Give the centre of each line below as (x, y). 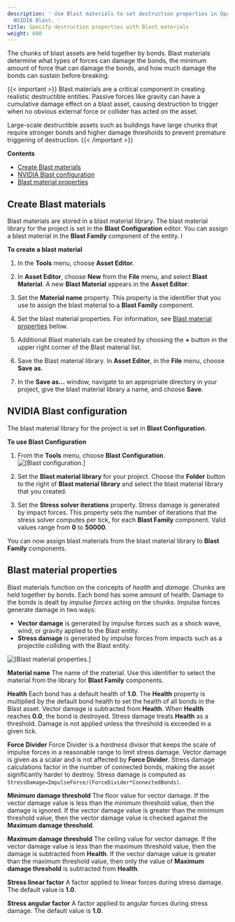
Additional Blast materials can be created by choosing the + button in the (122, 340)
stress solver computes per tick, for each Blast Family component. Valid (121, 520)
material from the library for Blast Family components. (86, 680)
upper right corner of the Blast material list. (79, 347)
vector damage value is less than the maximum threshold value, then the (112, 846)
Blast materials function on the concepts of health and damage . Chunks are (116, 587)
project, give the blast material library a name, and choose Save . (110, 389)
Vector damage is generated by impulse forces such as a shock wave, (119, 623)
